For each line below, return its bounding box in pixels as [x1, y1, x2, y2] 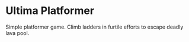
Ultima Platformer [5, 4, 95, 17]
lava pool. [5, 29, 30, 36]
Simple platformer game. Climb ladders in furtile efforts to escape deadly [5, 23, 184, 30]
